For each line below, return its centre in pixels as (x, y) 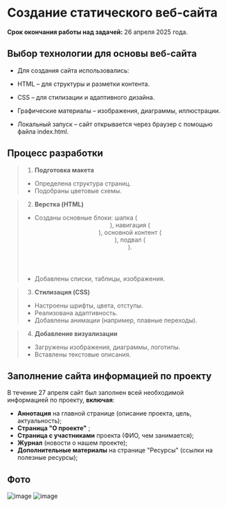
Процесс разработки (55, 153)
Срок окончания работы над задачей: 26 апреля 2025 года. (98, 32)
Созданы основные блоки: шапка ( (86, 217)
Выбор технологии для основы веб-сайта (102, 54)
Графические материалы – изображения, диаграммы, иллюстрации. (119, 110)
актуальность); (39, 421)
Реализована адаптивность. (76, 312)
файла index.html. (43, 131)
